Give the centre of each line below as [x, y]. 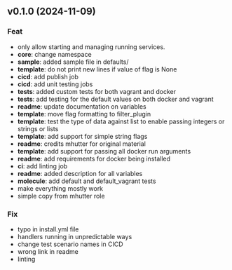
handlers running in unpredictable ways [75, 236]
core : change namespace [55, 54]
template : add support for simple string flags [82, 136]
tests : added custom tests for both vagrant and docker [97, 91]
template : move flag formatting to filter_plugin [84, 114]
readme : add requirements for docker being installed [94, 158]
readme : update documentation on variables [82, 106]
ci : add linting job [42, 166]
